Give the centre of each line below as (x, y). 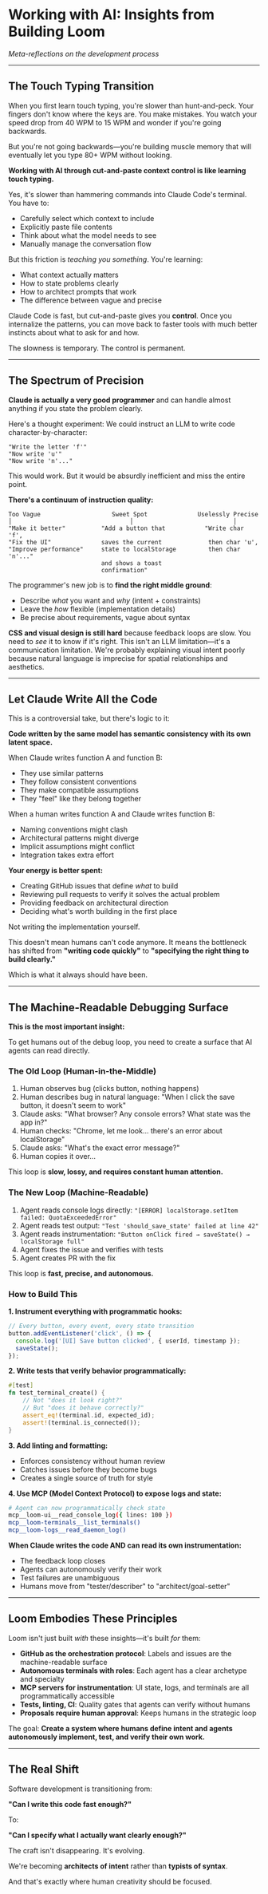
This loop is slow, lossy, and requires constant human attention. (116, 1172)
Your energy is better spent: (56, 871)
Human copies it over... (57, 1157)
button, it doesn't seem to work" (73, 1105)
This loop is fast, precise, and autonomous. (81, 1273)
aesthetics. (26, 666)
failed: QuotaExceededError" (68, 1218)
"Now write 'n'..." (41, 461)
